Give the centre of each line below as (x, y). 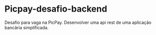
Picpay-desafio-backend (56, 9)
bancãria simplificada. (27, 27)
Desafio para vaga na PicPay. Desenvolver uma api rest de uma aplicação (78, 22)
